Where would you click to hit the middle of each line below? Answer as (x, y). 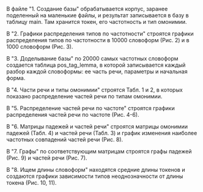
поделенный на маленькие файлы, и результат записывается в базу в (98, 15)
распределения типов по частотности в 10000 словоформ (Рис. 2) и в (98, 40)
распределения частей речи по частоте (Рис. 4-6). (73, 115)
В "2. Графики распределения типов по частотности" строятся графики (100, 34)
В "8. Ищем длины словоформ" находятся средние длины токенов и (96, 170)
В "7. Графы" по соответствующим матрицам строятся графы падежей (99, 151)
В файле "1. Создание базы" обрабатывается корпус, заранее (87, 9)
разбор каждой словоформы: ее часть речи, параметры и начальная (97, 72)
